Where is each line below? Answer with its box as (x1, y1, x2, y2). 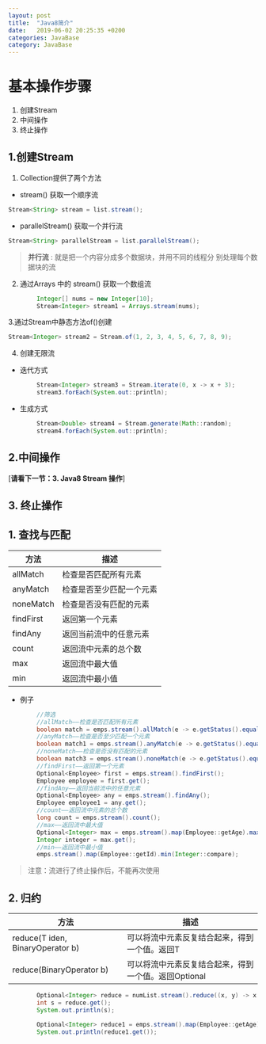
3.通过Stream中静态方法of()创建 (8, 318, 112, 327)
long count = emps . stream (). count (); (36, 813, 161, 822)
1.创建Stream (8, 151, 74, 164)
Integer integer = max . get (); (36, 836, 136, 844)
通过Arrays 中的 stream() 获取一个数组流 (19, 279, 152, 288)
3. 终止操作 (8, 498, 63, 512)
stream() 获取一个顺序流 (19, 189, 99, 199)
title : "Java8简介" (8, 19, 74, 27)
